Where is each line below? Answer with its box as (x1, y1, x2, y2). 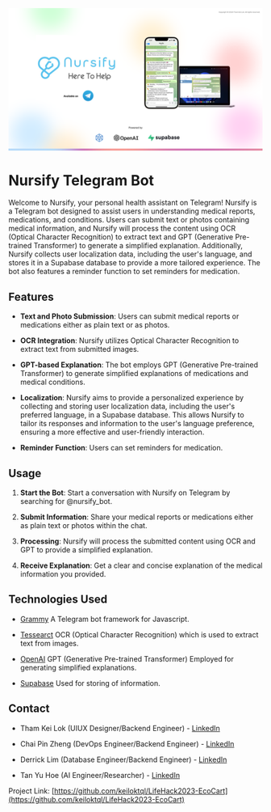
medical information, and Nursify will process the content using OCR (8, 223, 236, 234)
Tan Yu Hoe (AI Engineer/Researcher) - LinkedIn (19, 770, 180, 780)
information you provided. (19, 569, 106, 579)
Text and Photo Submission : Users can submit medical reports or (19, 311, 240, 321)
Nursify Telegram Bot (8, 171, 155, 189)
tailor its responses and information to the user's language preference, (19, 419, 255, 429)
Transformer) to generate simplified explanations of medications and (19, 369, 248, 379)
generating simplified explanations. (19, 662, 137, 672)
